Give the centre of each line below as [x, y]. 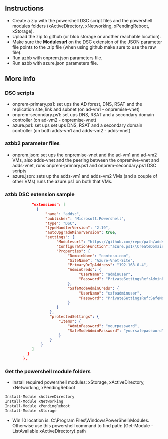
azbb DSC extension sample [40, 194]
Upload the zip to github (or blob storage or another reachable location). [87, 36]
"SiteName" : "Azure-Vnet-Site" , [101, 260]
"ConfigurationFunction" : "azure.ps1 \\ [97, 246]
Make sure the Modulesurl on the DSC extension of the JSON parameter [87, 42]
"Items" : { [70, 321]
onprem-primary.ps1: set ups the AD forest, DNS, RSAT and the [77, 104]
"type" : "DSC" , [61, 223]
